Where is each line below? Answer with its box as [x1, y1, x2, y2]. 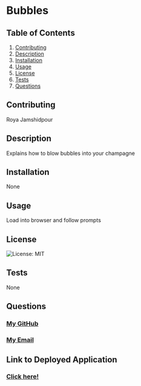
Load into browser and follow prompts [6, 217, 102, 224]
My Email [6, 336, 34, 344]
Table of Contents [6, 28, 76, 38]
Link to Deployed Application [6, 355, 117, 365]
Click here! [6, 373, 39, 381]
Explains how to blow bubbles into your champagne [6, 149, 135, 157]
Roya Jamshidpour [6, 116, 53, 123]
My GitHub [6, 319, 39, 328]
